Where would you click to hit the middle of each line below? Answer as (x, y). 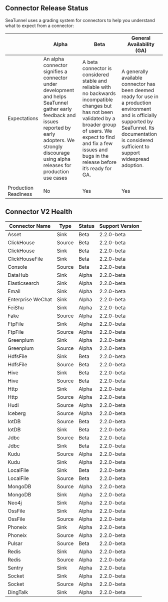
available (132, 78)
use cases (55, 178)
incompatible (98, 100)
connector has (139, 84)
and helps (55, 96)
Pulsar (15, 543)
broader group (99, 125)
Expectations (23, 118)
